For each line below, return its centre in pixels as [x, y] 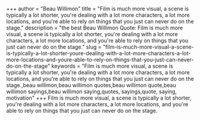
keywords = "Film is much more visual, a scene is [112, 66]
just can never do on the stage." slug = [54, 47]
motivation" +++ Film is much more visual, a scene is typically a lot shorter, [99, 98]
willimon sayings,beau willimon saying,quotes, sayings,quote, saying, [92, 91]
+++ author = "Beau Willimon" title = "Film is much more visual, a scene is [98, 9]
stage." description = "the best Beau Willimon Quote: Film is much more [95, 28]
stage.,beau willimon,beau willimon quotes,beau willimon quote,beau [91, 85]
